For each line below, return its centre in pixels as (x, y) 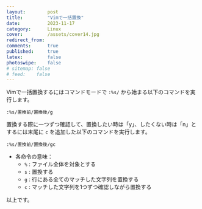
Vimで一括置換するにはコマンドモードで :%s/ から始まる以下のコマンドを (98, 92)
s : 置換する (39, 172)
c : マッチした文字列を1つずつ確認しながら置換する (88, 187)
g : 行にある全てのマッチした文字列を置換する (81, 179)
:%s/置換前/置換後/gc (31, 145)
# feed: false (28, 74)
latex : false (34, 57)
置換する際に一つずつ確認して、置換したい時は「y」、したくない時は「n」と (102, 125)
